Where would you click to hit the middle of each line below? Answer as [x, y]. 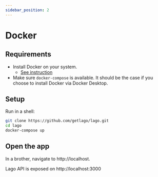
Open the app [27, 146]
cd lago [14, 126]
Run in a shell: [20, 111]
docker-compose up [25, 131]
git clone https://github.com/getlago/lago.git [57, 121]
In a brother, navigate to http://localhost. [48, 159]
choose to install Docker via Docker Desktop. [60, 83]
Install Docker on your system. [45, 67]
